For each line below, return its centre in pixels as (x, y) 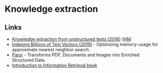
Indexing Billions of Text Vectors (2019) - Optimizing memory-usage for (85, 44)
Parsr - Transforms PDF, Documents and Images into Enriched (76, 55)
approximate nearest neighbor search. (51, 50)
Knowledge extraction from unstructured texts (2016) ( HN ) (72, 39)
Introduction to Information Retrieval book (54, 65)
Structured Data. (29, 60)
